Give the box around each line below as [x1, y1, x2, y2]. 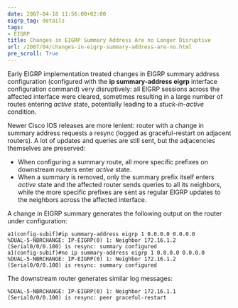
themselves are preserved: [7, 144, 86, 152]
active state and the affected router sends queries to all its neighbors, [17, 180, 222, 188]
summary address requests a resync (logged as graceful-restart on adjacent [7, 129, 232, 137]
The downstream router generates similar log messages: [7, 274, 173, 282]
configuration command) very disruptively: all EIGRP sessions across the [7, 85, 220, 93]
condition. [7, 107, 37, 116]
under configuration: [7, 216, 67, 225]
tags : [7, 23, 23, 31]
